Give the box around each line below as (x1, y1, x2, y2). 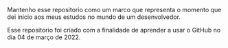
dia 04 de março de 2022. (7, 33, 81, 41)
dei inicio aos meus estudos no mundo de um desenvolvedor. (7, 13, 181, 21)
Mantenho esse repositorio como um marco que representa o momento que (7, 6, 222, 14)
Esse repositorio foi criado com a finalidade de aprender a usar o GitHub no (7, 26, 221, 34)
